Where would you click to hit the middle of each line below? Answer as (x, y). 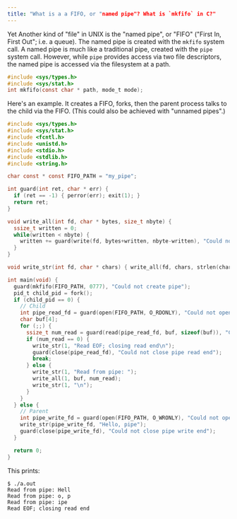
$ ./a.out (22, 484)
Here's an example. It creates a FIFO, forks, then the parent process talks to (117, 104)
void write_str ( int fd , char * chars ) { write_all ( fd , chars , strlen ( (113, 267)
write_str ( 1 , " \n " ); (63, 385)
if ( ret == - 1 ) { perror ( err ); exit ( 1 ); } (77, 196)
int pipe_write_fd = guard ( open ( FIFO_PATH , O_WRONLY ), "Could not (120, 418)
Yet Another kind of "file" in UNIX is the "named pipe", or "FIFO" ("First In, (114, 34)
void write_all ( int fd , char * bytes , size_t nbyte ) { (90, 221)
